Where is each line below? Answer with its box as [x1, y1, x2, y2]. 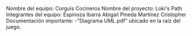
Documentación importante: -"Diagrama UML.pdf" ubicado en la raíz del [6, 17, 181, 24]
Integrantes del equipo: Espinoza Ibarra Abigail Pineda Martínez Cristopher [6, 11, 186, 18]
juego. [6, 23, 22, 30]
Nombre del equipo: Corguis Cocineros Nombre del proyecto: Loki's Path [6, 5, 183, 12]
